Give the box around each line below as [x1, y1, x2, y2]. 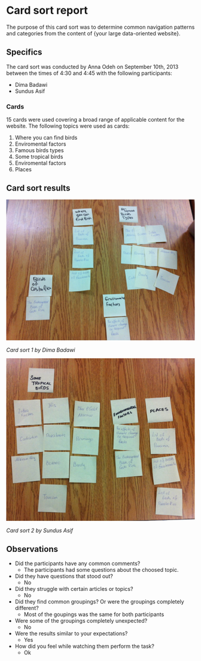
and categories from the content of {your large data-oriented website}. [6, 29, 181, 37]
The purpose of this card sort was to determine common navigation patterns [6, 23, 195, 31]
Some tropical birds [14, 153, 63, 161]
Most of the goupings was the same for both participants [23, 611, 165, 618]
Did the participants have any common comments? [14, 560, 141, 567]
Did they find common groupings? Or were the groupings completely [14, 598, 184, 605]
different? [14, 605, 39, 612]
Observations [6, 544, 59, 554]
